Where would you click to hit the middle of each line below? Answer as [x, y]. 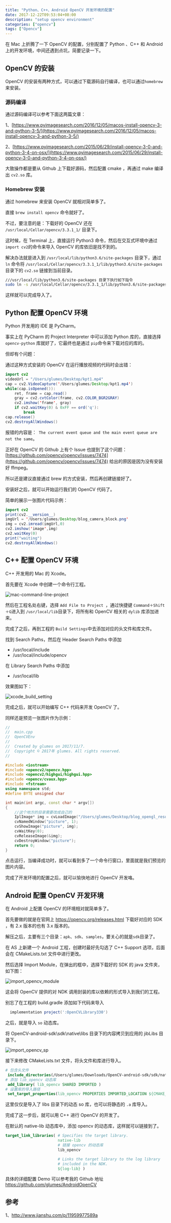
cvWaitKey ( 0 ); [29, 831]
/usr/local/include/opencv [40, 655]
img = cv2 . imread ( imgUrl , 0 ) [35, 524]
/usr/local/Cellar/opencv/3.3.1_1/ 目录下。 [53, 230]
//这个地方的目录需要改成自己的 [43, 812]
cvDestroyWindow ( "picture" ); [45, 840]
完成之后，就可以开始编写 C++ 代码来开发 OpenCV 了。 [64, 707]
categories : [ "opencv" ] [31, 24]
